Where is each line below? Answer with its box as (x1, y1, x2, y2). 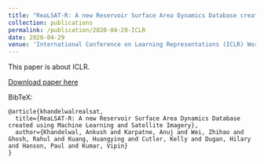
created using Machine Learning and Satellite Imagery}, (8, 122, 199, 129)
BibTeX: (8, 93, 33, 102)
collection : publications (8, 19, 93, 27)
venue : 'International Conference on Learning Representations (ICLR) (8, 41, 244, 49)
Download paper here (8, 78, 79, 87)
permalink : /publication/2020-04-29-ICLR (8, 26, 146, 34)
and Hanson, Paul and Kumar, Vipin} (8, 142, 128, 150)
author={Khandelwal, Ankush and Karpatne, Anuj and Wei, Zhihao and (15, 129, 244, 137)
